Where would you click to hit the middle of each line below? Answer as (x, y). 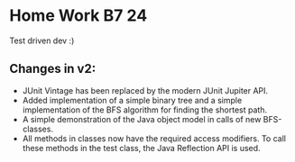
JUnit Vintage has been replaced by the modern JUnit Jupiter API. (145, 90)
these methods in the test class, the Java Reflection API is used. (141, 148)
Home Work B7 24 (78, 16)
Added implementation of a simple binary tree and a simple (132, 100)
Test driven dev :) (42, 40)
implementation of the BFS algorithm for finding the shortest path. (145, 110)
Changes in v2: (53, 69)
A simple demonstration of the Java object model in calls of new (142, 119)
